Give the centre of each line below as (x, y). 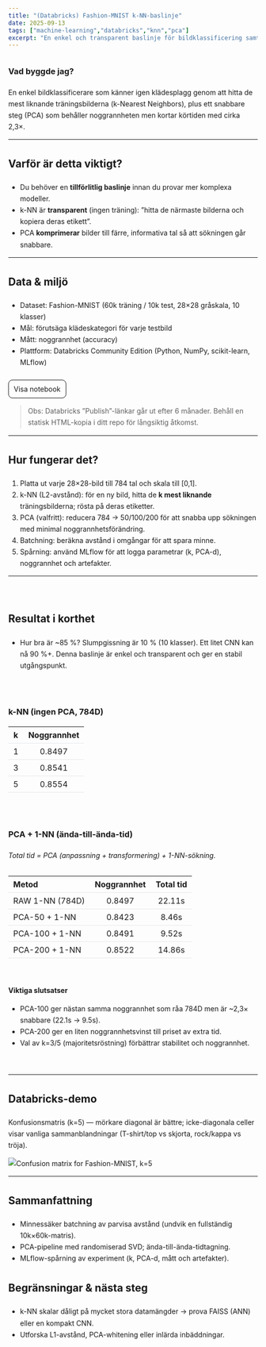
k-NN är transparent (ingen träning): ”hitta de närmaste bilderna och (131, 210)
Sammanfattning (50, 1201)
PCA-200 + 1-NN (47, 949)
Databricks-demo (53, 1099)
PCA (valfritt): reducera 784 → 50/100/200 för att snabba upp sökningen (138, 518)
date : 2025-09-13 (37, 23)
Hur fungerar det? (53, 460)
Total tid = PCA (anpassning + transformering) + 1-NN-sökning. (112, 855)
